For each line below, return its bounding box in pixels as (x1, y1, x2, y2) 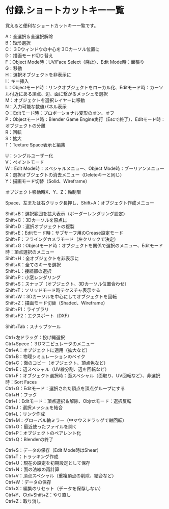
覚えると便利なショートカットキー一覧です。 (5, 22, 99, 29)
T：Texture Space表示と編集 (5, 141, 66, 148)
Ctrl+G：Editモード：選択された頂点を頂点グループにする (5, 385, 125, 391)
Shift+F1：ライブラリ (5, 306, 49, 312)
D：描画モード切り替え (5, 52, 53, 59)
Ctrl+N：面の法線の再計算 (5, 466, 60, 472)
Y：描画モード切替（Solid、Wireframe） (5, 178, 90, 184)
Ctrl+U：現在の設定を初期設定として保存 (5, 460, 91, 466)
